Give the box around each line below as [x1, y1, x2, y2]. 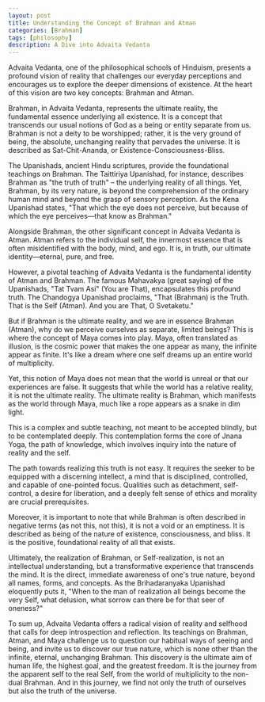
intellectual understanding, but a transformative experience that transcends [8, 562, 255, 571]
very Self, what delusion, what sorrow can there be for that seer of [8, 595, 225, 605]
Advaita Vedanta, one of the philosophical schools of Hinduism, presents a [8, 63, 252, 72]
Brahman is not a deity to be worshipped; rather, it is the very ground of [8, 128, 241, 139]
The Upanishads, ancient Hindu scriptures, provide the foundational [8, 161, 229, 170]
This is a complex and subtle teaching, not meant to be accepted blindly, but [8, 423, 257, 433]
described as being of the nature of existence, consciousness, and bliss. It [8, 529, 251, 539]
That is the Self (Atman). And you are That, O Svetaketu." [8, 301, 194, 311]
